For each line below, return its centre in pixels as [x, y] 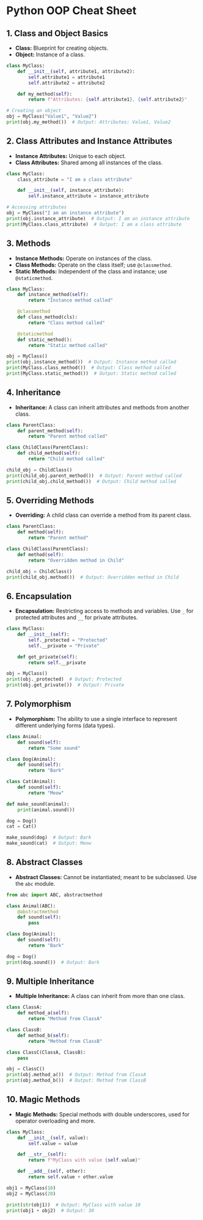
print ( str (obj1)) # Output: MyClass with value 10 [73, 1205]
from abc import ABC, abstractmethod [54, 895]
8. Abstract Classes [45, 862]
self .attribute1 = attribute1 [67, 77]
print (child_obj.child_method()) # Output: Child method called [91, 481]
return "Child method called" [67, 459]
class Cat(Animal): [31, 782]
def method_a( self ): [43, 1013]
